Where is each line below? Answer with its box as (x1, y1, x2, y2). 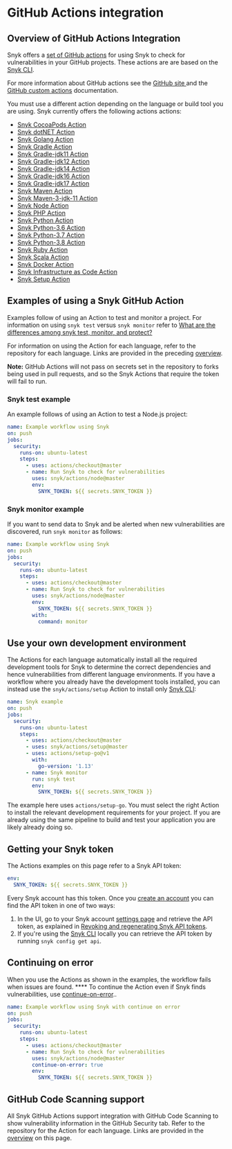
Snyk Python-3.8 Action (17, 238, 86, 247)
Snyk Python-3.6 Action (17, 224, 86, 231)
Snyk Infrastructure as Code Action (17, 268, 118, 276)
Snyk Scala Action (17, 253, 69, 261)
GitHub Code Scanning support (7, 1093, 145, 1105)
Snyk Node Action (17, 202, 69, 209)
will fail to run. (7, 377, 47, 385)
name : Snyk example (7, 698, 64, 706)
